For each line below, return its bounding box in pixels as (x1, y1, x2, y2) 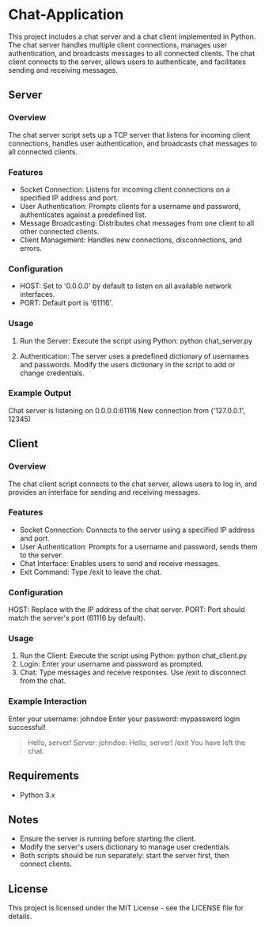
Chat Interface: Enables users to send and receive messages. (19, 558, 220, 568)
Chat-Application (8, 6, 124, 24)
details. (8, 912, 32, 921)
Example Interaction (8, 696, 87, 707)
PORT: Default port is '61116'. (19, 298, 113, 308)
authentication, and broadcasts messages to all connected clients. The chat (8, 48, 256, 58)
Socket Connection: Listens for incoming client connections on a (19, 184, 231, 194)
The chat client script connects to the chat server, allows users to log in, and (8, 479, 257, 488)
